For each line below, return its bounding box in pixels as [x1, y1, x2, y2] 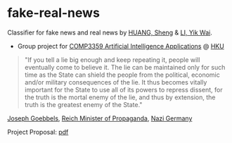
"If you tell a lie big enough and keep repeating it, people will [24, 55, 200, 64]
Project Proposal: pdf [7, 128, 69, 136]
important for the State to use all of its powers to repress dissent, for [24, 85, 223, 94]
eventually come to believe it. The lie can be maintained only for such [24, 63, 226, 71]
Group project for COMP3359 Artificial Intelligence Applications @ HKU [17, 42, 225, 50]
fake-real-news [7, 5, 101, 21]
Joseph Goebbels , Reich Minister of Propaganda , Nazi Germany [7, 114, 193, 123]
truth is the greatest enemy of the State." [24, 100, 143, 108]
